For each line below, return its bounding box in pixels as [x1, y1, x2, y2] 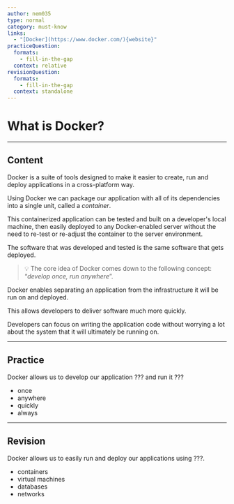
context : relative [13, 62, 68, 69]
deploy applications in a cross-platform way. [7, 180, 134, 188]
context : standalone [13, 88, 73, 95]
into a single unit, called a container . [7, 201, 111, 209]
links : [7, 29, 26, 37]
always [17, 408, 38, 417]
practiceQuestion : [7, 43, 61, 50]
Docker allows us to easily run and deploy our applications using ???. [7, 454, 205, 462]
